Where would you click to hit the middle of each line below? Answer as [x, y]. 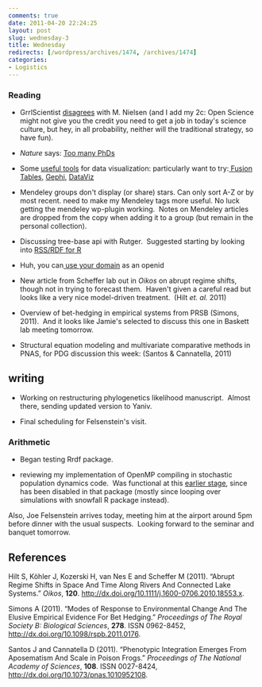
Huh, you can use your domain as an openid [92, 265]
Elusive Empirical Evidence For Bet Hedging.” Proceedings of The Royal [125, 617]
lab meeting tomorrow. [56, 330]
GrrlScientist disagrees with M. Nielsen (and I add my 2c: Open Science [137, 113]
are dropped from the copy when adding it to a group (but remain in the [137, 218]
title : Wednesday [37, 45]
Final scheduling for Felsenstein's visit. [83, 421]
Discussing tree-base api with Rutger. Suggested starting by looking [132, 241]
